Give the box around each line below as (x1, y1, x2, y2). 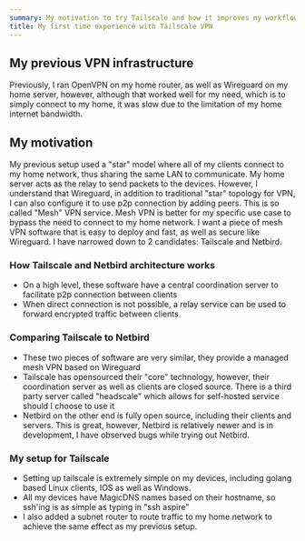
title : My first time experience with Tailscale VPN (9, 22, 213, 31)
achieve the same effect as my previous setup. (22, 521, 198, 532)
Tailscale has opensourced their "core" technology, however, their (22, 371, 271, 382)
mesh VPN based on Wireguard (22, 361, 141, 373)
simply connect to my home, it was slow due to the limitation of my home (9, 99, 282, 110)
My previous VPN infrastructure (9, 55, 194, 71)
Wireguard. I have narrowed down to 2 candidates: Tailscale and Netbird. (9, 236, 283, 247)
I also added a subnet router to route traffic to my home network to (22, 511, 272, 523)
